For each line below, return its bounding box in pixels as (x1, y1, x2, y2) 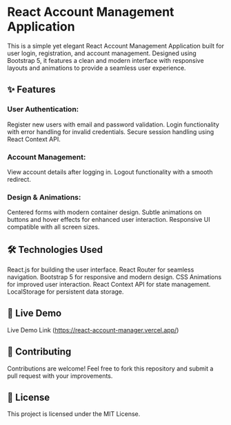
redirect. (7, 175, 31, 183)
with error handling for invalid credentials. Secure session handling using (7, 127, 214, 135)
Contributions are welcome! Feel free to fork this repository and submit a (7, 364, 214, 372)
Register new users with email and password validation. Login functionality (7, 120, 219, 129)
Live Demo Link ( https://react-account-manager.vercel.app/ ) (7, 325, 179, 334)
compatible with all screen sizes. (7, 223, 100, 232)
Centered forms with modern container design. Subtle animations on (7, 208, 202, 216)
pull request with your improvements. (7, 371, 113, 380)
